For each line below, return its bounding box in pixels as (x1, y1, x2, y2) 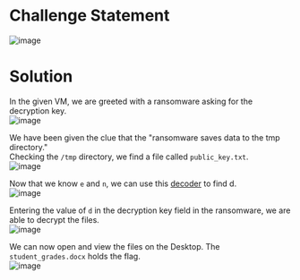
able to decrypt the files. (9, 214, 100, 225)
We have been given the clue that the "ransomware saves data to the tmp (9, 132, 280, 143)
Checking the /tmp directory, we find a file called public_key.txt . (9, 151, 249, 162)
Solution (9, 66, 73, 87)
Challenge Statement (9, 5, 170, 26)
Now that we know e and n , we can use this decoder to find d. (9, 178, 237, 189)
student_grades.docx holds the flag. (9, 250, 141, 261)
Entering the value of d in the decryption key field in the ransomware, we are (9, 205, 291, 216)
